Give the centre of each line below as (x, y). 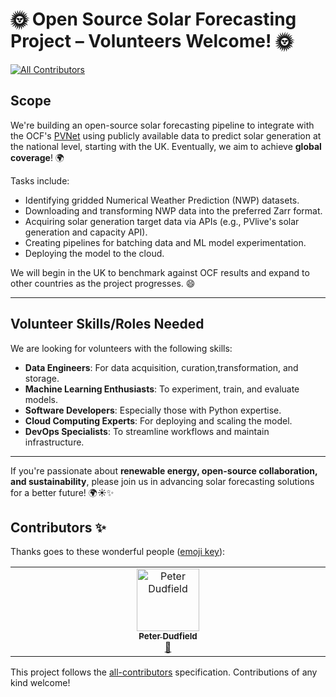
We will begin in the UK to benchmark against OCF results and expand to (160, 272)
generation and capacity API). (86, 232)
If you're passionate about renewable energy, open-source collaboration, (164, 470)
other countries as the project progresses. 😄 (103, 283)
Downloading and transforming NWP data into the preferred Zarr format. (173, 210)
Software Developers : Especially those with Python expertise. (153, 410)
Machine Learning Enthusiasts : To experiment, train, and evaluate (162, 389)
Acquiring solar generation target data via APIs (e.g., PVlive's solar (162, 221)
